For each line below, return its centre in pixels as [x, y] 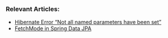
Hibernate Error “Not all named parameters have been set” [88, 22]
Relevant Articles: [33, 9]
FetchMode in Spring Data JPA [53, 28]
